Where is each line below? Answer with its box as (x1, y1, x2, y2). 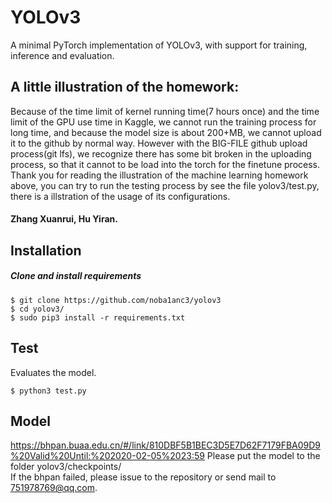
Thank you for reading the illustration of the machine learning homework (10, 169, 309, 181)
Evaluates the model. (10, 366, 97, 378)
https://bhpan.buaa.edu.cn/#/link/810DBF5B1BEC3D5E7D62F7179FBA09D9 (10, 439, 322, 451)
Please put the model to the (206, 450, 321, 462)
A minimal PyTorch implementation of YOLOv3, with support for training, (10, 39, 308, 51)
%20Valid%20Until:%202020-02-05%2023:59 (10, 450, 205, 462)
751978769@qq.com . (10, 482, 98, 494)
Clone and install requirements (10, 270, 142, 282)
